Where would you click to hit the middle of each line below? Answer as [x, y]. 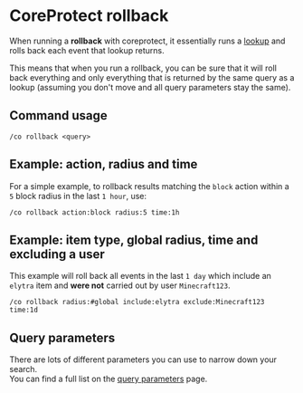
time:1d [24, 310]
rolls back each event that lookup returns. [87, 50]
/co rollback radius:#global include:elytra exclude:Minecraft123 [137, 302]
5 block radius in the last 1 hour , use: [78, 196]
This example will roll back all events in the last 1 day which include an [140, 276]
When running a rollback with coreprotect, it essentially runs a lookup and [147, 41]
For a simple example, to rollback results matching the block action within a [149, 186]
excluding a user [57, 254]
